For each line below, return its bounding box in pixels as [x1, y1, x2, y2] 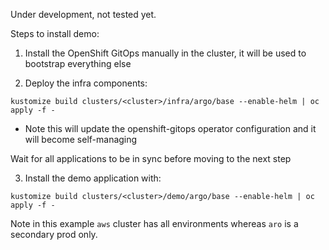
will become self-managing [24, 134, 138, 145]
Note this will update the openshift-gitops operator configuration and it [24, 123, 317, 134]
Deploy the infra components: [24, 77, 148, 89]
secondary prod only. [10, 229, 98, 240]
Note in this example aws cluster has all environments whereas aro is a [10, 218, 299, 229]
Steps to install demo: [10, 28, 100, 39]
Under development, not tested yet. [10, 9, 157, 20]
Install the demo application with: [24, 172, 162, 184]
